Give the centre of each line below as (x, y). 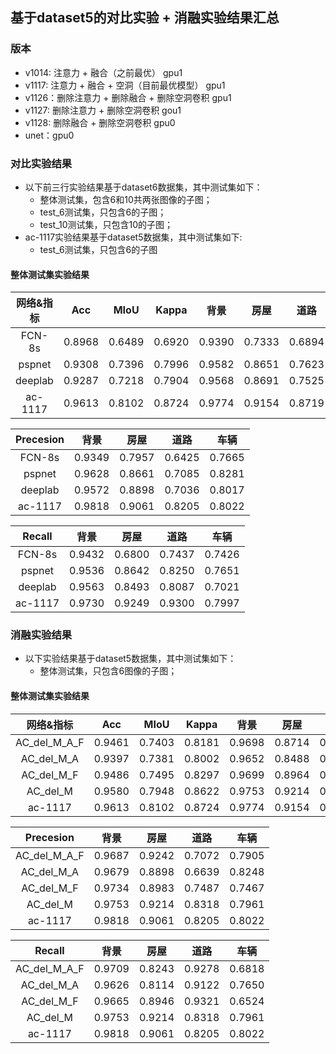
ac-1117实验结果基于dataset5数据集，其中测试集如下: (133, 237)
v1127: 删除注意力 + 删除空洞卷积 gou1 (103, 110)
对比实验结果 (41, 163)
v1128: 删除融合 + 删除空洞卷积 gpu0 (100, 122)
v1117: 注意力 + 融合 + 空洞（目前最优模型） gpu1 (125, 85)
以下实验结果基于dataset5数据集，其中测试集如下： (130, 659)
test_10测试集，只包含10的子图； (106, 224)
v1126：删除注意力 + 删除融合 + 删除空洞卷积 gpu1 (128, 97)
